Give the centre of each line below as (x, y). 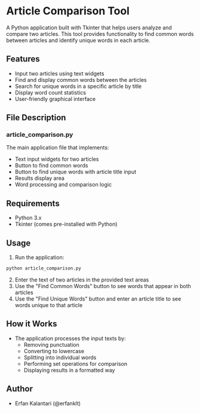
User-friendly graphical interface (55, 99)
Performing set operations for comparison (75, 363)
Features (23, 59)
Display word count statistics (50, 92)
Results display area (39, 178)
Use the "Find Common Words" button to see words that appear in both (103, 286)
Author (19, 389)
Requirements (33, 204)
